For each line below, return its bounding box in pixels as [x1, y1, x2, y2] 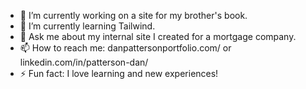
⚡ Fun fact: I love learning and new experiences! [19, 68, 219, 79]
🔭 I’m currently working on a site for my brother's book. [19, 10, 248, 21]
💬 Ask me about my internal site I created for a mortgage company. [19, 31, 297, 42]
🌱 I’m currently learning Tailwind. [19, 20, 156, 32]
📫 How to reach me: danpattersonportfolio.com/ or [19, 42, 232, 54]
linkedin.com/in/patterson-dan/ [19, 56, 149, 68]
